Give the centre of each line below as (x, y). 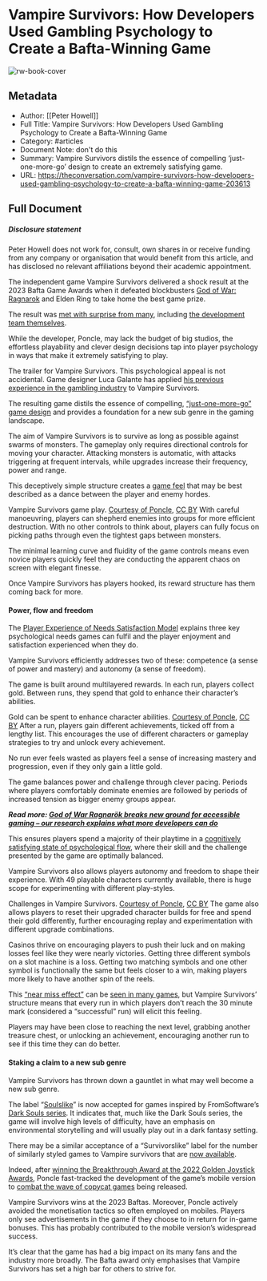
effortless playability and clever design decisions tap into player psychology (133, 347)
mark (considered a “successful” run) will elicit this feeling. (105, 1012)
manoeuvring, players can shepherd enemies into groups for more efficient (132, 518)
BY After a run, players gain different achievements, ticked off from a (122, 726)
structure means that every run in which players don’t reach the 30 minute (131, 1003)
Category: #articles (52, 141)
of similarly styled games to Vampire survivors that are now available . (123, 1154)
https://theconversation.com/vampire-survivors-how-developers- (146, 175)
